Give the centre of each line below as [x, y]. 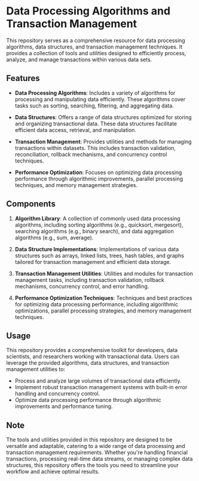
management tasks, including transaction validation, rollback [89, 279]
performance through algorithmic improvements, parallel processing [99, 179]
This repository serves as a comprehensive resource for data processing [96, 40]
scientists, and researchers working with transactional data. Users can [93, 357]
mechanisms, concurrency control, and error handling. [82, 286]
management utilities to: [36, 369]
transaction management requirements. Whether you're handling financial [97, 453]
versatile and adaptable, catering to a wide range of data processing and [96, 446]
